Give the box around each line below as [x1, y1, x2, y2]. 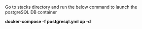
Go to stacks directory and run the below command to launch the [5, 4, 138, 10]
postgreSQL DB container [5, 9, 57, 15]
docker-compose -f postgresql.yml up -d [5, 19, 91, 24]
